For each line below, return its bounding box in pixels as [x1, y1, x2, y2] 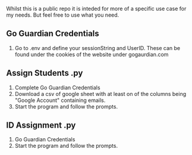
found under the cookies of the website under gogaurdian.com [14, 51, 169, 58]
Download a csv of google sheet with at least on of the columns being [14, 90, 186, 97]
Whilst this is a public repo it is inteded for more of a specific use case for [6, 5, 187, 12]
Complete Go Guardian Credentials [14, 83, 100, 91]
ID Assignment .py [6, 120, 76, 131]
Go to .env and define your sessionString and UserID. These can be [14, 44, 180, 51]
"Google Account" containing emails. [14, 97, 106, 104]
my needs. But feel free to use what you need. [6, 11, 119, 18]
